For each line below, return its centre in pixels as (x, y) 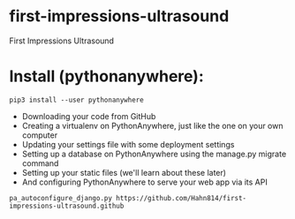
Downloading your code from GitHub (89, 116)
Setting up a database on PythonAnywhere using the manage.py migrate (154, 154)
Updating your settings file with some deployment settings (128, 144)
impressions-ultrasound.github (67, 206)
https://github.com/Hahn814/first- (182, 198)
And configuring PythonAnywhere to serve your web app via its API (144, 182)
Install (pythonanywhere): (107, 76)
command (40, 163)
